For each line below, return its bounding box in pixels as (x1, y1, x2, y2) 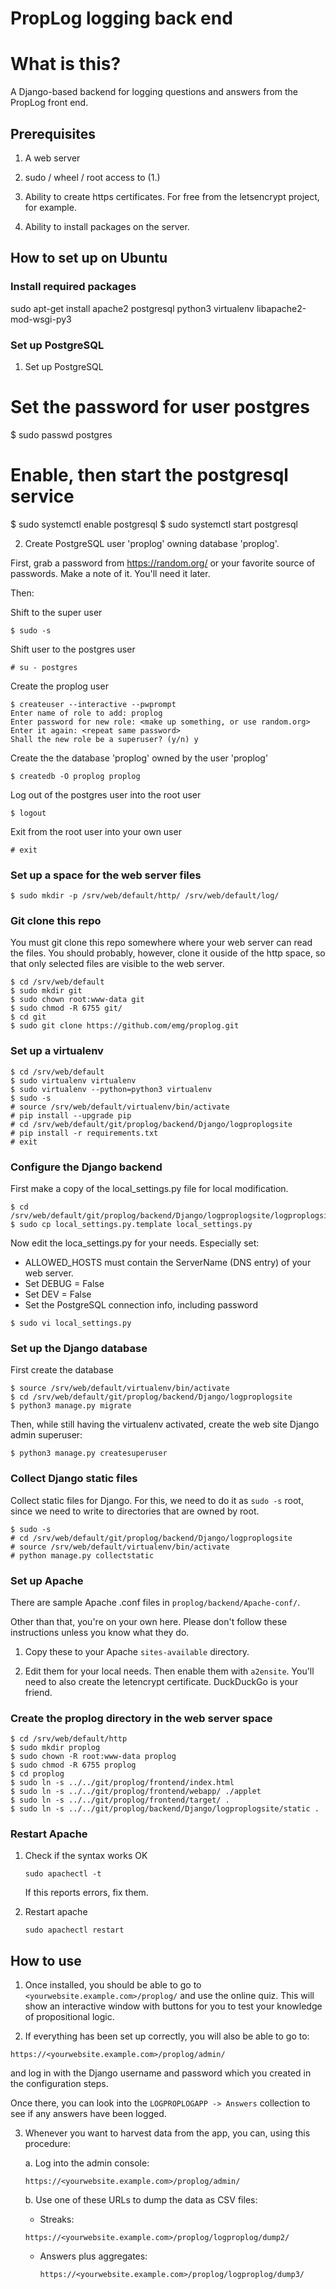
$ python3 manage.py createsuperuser (10, 1448, 168, 1459)
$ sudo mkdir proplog (10, 1743, 101, 1753)
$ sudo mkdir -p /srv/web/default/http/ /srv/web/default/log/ (10, 891, 280, 901)
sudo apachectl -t (24, 1869, 102, 1879)
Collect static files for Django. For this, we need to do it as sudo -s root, (10, 1494, 304, 1506)
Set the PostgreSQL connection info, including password (24, 1298, 258, 1311)
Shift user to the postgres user (10, 643, 136, 655)
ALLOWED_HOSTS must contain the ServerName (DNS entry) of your (24, 1256, 312, 1268)
